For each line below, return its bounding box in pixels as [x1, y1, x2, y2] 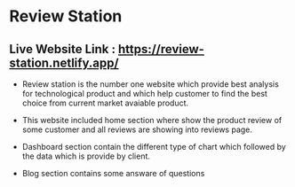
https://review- [117, 42, 204, 57]
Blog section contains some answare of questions [21, 168, 205, 178]
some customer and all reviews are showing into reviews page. [21, 124, 253, 135]
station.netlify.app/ [9, 55, 119, 70]
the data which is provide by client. [21, 151, 151, 161]
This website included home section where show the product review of [21, 115, 283, 125]
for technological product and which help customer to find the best [21, 89, 268, 98]
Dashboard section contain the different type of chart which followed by [21, 142, 286, 152]
